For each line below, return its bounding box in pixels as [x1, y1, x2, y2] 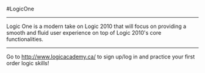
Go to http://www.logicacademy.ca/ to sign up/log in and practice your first [6, 53, 195, 60]
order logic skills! [6, 60, 49, 66]
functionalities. [6, 36, 44, 43]
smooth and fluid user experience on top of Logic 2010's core [6, 29, 162, 36]
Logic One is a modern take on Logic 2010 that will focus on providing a [6, 23, 187, 30]
